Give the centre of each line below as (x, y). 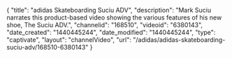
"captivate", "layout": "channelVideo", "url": (69, 40)
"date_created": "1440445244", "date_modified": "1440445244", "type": (111, 32)
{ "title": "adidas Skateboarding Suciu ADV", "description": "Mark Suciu (109, 10)
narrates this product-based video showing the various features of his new (114, 17)
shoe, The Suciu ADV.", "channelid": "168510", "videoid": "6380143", (105, 25)
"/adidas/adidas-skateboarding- (179, 40)
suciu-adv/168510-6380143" (48, 47)
